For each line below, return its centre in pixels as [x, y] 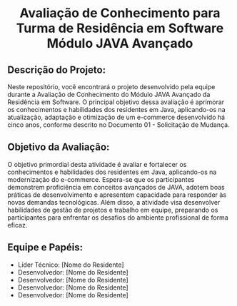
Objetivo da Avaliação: [59, 147]
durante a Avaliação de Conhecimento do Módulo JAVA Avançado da [109, 95]
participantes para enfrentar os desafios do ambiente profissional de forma [118, 217]
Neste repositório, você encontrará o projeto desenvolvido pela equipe [111, 87]
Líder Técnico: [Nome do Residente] [71, 265]
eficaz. [17, 225]
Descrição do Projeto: [56, 70]
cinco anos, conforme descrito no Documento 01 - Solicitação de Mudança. [118, 125]
